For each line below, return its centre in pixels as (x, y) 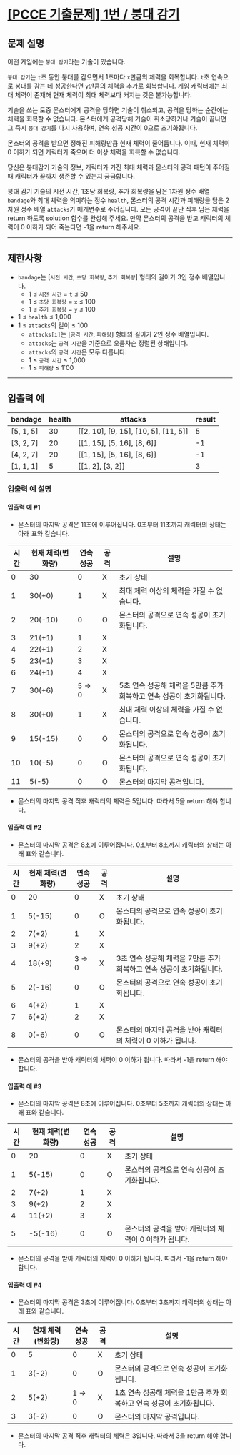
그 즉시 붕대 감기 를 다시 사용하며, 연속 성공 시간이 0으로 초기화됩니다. (102, 128)
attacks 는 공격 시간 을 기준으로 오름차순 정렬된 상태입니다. (108, 343)
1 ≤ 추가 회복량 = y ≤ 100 (62, 309)
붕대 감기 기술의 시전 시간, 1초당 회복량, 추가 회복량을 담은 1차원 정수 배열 (109, 191)
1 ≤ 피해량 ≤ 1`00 (51, 367)
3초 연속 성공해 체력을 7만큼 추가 (169, 958)
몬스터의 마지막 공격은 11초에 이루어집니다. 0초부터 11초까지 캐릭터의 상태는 (122, 524)
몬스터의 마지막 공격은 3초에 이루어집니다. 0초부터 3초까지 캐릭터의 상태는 (121, 1302)
